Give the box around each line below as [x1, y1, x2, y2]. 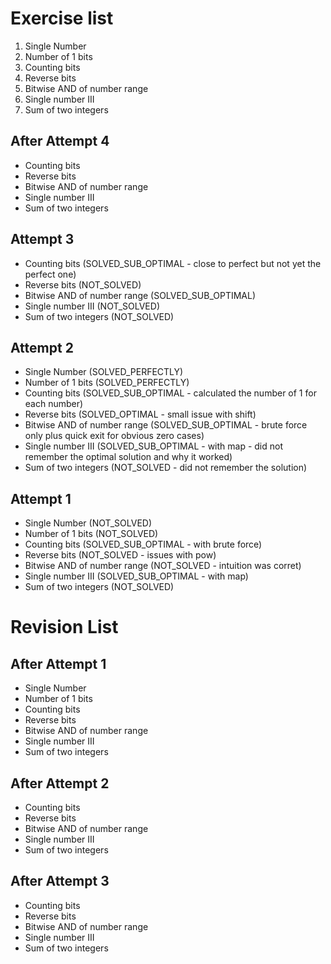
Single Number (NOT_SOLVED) [24, 517, 153, 529]
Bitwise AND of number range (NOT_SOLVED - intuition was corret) [24, 560, 302, 572]
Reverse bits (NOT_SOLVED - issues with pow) [24, 549, 217, 561]
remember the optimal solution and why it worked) [24, 451, 233, 463]
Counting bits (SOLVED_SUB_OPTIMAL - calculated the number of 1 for [24, 387, 317, 399]
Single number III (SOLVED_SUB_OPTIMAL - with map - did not [24, 440, 284, 452]
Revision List [10, 616, 119, 639]
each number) [24, 398, 84, 410]
